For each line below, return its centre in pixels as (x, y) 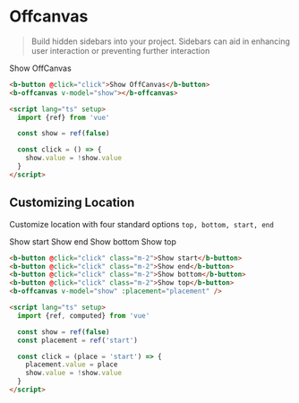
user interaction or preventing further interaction (120, 50)
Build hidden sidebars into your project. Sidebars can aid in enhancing (161, 41)
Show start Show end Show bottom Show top (93, 241)
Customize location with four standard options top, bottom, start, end (142, 224)
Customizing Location (72, 203)
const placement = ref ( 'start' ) (78, 340)
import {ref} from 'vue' (64, 117)
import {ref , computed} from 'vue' (84, 315)
